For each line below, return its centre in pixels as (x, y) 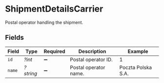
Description (92, 51)
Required (54, 51)
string (31, 73)
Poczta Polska (136, 67)
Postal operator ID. (92, 59)
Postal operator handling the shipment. (44, 22)
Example (138, 51)
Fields (15, 38)
